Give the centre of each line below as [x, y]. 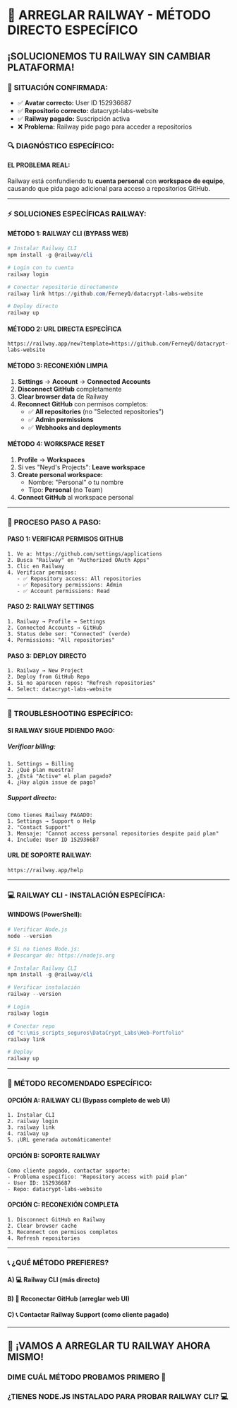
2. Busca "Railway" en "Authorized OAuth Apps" [79, 560]
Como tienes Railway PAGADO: [50, 815]
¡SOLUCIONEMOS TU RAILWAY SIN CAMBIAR [109, 56]
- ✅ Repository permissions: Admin [69, 585]
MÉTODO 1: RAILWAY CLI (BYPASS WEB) [68, 233]
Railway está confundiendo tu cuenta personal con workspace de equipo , [116, 181]
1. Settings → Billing [41, 763]
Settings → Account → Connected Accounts [84, 381]
